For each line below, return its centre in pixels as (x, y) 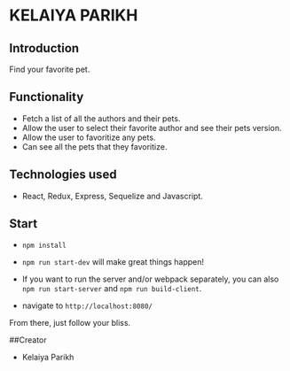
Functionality (47, 97)
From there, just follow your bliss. (70, 323)
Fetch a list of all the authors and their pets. (101, 118)
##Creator (28, 340)
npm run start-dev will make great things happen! (113, 262)
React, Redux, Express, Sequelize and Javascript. (113, 196)
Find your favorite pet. (50, 69)
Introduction (44, 48)
